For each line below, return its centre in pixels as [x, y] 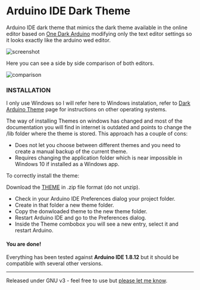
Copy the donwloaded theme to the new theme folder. [81, 211]
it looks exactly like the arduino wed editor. [59, 40]
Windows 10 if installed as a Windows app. [67, 164]
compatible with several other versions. [54, 264]
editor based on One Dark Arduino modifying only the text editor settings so [99, 33]
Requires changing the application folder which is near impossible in [99, 158]
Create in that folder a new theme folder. [64, 205]
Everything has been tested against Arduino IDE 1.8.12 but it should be [93, 257]
